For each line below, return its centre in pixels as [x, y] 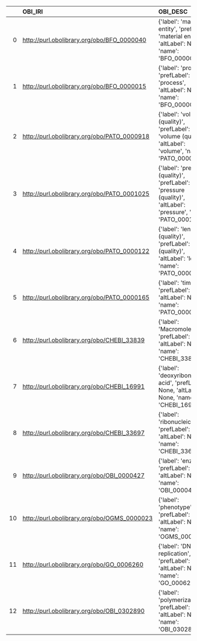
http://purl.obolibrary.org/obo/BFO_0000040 [84, 40]
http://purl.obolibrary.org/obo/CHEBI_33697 [84, 433]
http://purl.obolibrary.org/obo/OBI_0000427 [84, 475]
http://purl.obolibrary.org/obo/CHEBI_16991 [84, 386]
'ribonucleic [175, 422]
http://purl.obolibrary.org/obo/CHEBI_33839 [84, 340]
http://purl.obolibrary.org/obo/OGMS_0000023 [88, 518]
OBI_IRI [33, 11]
